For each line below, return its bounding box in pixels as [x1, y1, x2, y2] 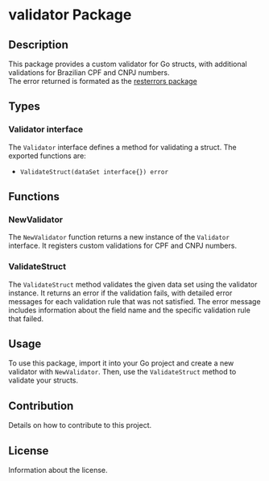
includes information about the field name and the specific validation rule [8, 305, 251, 315]
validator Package [8, 6, 132, 24]
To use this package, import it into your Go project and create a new [8, 358, 234, 368]
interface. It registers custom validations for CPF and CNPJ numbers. [8, 240, 238, 251]
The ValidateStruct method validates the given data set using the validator [8, 279, 258, 289]
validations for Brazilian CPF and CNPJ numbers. [8, 68, 171, 77]
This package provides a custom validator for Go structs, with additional [8, 59, 247, 69]
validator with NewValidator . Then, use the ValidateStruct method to [8, 367, 237, 377]
